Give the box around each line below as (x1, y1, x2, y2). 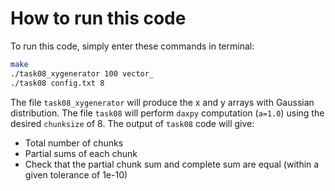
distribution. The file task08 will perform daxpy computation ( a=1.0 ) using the (10, 107, 325, 119)
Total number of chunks (24, 137, 124, 149)
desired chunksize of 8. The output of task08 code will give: (10, 117, 255, 129)
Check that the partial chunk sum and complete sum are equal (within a (24, 158, 320, 170)
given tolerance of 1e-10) (24, 168, 128, 181)
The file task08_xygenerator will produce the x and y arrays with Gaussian (10, 96, 315, 108)
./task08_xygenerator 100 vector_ (10, 68, 155, 79)
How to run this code (10, 7, 187, 30)
